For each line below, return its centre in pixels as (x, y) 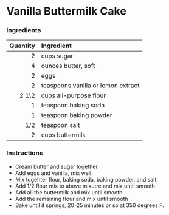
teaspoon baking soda (73, 106)
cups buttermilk (64, 135)
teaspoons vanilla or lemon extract (90, 86)
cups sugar (57, 56)
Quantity (22, 46)
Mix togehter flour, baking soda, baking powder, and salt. (86, 179)
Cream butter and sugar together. (57, 166)
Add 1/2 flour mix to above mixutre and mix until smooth (85, 186)
